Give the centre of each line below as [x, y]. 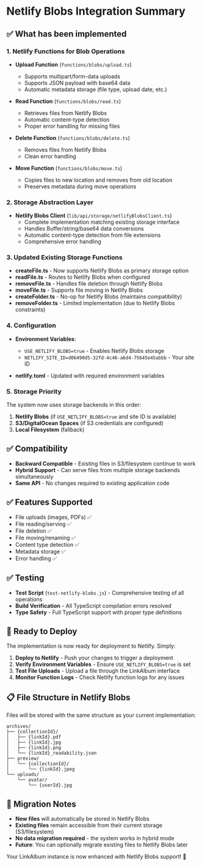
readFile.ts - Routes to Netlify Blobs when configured [83, 277]
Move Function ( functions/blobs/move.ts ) [69, 168]
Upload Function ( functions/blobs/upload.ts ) [74, 64]
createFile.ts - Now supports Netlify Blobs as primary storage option [102, 271]
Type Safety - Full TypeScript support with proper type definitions [98, 612]
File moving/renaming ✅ [45, 538]
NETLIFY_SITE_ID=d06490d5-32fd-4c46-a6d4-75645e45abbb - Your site [109, 357]
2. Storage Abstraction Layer [50, 202]
